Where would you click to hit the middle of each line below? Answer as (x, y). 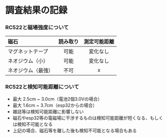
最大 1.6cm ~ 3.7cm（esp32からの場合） (55, 105)
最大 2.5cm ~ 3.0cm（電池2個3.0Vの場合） (57, 99)
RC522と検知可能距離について (42, 87)
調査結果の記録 (36, 10)
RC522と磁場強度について (37, 27)
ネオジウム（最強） (31, 70)
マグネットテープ (28, 52)
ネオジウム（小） (28, 61)
